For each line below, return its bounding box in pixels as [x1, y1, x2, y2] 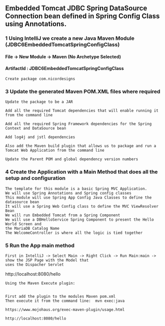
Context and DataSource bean [5, 126, 66, 131]
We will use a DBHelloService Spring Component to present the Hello [5, 217, 154, 222]
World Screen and [5, 221, 42, 226]
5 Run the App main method [5, 242, 74, 249]
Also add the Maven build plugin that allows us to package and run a [5, 144, 156, 149]
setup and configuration [5, 175, 66, 182]
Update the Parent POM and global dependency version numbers [5, 157, 138, 162]
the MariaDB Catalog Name [5, 226, 59, 231]
